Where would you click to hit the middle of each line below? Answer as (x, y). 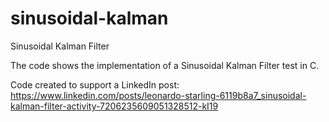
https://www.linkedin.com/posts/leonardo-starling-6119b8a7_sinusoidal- (158, 95)
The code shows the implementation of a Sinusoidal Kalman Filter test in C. (165, 65)
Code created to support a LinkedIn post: (95, 84)
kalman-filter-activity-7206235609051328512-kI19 (114, 106)
